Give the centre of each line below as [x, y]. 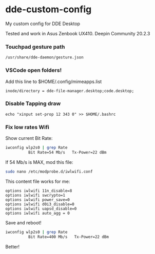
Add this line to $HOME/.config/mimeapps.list [54, 81]
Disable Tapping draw [33, 103]
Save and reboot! [24, 223]
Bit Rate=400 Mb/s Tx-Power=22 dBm [69, 237]
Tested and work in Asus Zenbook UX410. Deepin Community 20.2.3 [78, 33]
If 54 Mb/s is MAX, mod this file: [39, 162]
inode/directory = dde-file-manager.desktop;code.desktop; [70, 91]
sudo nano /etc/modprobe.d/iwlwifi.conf [49, 172]
